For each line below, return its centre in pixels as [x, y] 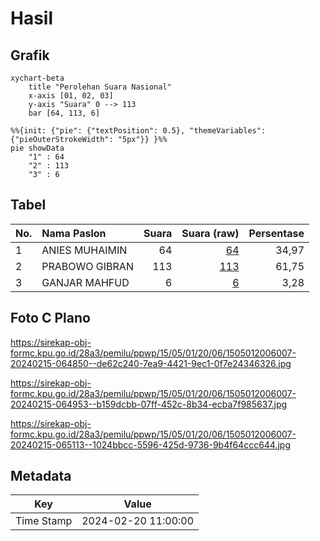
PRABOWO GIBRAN [87, 266]
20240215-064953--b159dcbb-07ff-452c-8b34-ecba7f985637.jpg [149, 404]
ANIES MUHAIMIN [84, 250]
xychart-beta [37, 78]
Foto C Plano [50, 318]
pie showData [37, 148]
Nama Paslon [74, 233]
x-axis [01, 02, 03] [71, 96]
